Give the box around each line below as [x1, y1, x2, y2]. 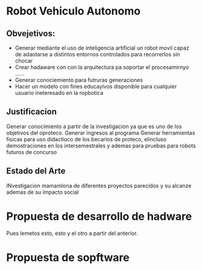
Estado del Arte [6, 166, 66, 176]
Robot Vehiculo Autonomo [6, 4, 140, 18]
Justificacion [6, 107, 57, 117]
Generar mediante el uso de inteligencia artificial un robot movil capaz [14, 44, 189, 51]
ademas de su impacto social [6, 188, 79, 196]
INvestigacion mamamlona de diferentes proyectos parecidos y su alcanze [6, 182, 192, 189]
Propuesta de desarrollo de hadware [6, 210, 192, 223]
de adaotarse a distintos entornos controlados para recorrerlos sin [14, 51, 180, 58]
